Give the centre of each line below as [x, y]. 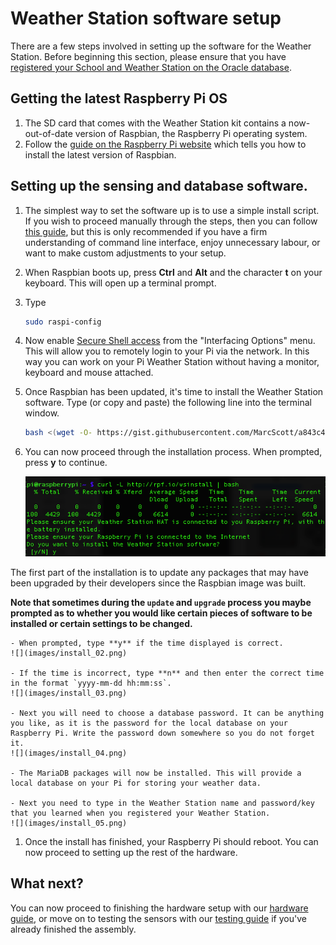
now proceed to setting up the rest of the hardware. [131, 853]
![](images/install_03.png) [69, 693]
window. [42, 413]
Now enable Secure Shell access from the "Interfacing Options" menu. [170, 341]
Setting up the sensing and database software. [159, 186]
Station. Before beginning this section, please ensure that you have [148, 56]
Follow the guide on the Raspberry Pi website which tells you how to [165, 144]
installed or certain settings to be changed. [101, 624]
